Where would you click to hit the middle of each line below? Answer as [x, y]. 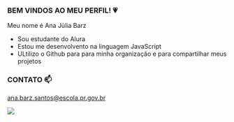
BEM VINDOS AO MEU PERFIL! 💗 [63, 10]
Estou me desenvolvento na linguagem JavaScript [89, 47]
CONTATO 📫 [30, 80]
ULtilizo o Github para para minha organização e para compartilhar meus [122, 54]
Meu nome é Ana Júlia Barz [47, 26]
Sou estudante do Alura [51, 39]
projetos [29, 61]
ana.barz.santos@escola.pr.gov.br [57, 98]
